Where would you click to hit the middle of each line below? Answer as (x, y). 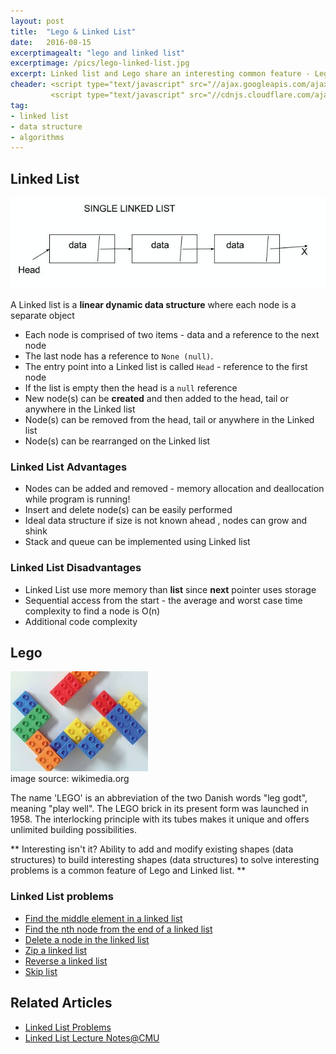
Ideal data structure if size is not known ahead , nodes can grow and (166, 521)
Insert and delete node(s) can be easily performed (128, 510)
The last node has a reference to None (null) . (119, 356)
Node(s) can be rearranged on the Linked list (117, 441)
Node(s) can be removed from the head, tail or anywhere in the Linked (169, 420)
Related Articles (61, 1003)
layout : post (37, 21)
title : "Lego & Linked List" (73, 31)
